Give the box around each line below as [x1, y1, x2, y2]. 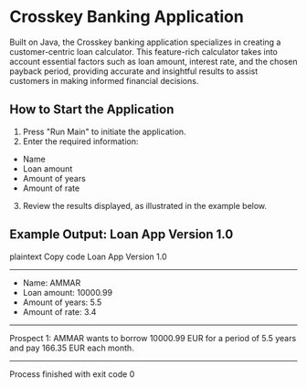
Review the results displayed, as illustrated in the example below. [22, 200, 268, 211]
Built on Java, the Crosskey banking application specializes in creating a [9, 37, 281, 47]
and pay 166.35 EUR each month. [9, 342, 134, 353]
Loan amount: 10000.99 [22, 287, 112, 298]
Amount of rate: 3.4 [22, 306, 97, 317]
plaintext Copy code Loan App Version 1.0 [9, 251, 167, 262]
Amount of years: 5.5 [22, 297, 102, 308]
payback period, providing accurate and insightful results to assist [9, 66, 259, 77]
